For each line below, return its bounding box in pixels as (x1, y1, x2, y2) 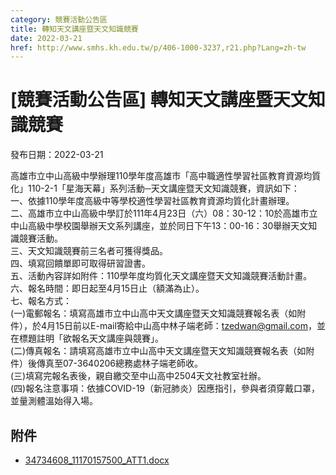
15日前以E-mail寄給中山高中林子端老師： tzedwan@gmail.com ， (55, 320, 317, 332)
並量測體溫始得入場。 (10, 395, 98, 407)
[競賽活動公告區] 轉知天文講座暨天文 (10, 89, 308, 111)
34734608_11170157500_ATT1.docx (24, 454, 170, 466)
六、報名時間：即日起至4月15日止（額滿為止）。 (10, 282, 205, 295)
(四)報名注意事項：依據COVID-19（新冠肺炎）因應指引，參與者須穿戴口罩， (10, 382, 321, 395)
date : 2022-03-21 (10, 33, 83, 43)
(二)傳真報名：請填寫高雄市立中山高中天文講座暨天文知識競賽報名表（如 (10, 345, 307, 357)
